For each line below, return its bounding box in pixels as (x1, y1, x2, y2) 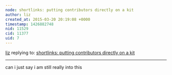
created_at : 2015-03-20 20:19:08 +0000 (5, 17, 91, 22)
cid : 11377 (5, 31, 29, 36)
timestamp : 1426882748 (5, 21, 54, 27)
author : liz (5, 12, 31, 17)
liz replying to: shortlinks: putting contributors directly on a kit (5, 49, 135, 56)
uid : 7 (5, 36, 19, 41)
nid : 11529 (5, 26, 29, 31)
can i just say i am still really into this (5, 64, 82, 70)
